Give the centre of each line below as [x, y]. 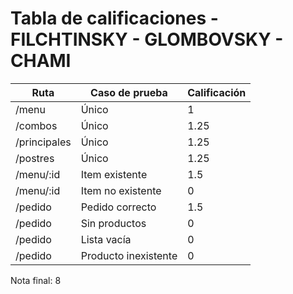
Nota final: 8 [36, 280]
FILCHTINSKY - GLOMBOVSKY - [147, 39]
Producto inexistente [129, 255]
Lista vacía [106, 239]
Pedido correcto [118, 207]
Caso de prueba [129, 92]
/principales [43, 142]
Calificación [217, 92]
